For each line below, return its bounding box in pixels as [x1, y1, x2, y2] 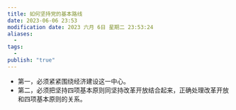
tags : [7, 43, 23, 50]
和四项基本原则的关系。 [17, 94, 86, 103]
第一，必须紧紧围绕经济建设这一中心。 [17, 77, 130, 85]
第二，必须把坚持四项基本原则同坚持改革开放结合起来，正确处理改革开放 [17, 86, 229, 94]
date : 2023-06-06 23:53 [7, 17, 78, 24]
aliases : [7, 30, 33, 38]
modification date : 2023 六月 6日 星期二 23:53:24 [7, 23, 154, 31]
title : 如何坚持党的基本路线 [7, 10, 83, 18]
